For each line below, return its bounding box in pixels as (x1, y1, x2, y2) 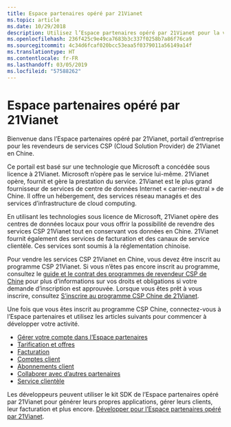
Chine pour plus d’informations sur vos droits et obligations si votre (7, 277, 197, 286)
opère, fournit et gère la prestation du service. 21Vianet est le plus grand (7, 177, 212, 186)
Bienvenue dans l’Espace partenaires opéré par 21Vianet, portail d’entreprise (7, 135, 224, 143)
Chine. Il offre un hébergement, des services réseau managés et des (7, 192, 201, 200)
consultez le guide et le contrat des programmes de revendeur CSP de (7, 270, 207, 278)
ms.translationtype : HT (7, 49, 76, 56)
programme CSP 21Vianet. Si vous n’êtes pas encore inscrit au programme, (7, 262, 220, 271)
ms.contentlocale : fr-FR (7, 55, 78, 62)
